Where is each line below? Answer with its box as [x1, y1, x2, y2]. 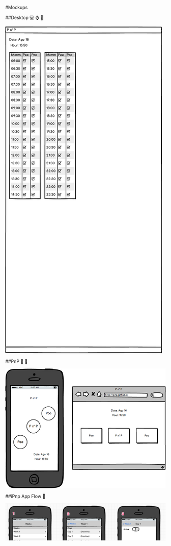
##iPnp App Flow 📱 [5, 493, 46, 499]
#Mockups [5, 5, 28, 10]
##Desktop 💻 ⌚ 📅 [5, 15, 44, 20]
